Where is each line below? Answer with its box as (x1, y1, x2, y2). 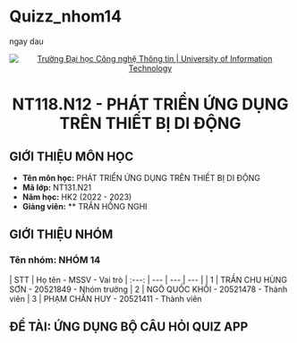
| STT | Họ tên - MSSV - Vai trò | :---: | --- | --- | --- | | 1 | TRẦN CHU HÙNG (9, 274, 288, 285)
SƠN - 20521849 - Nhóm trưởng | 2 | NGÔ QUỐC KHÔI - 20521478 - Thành (9, 284, 288, 295)
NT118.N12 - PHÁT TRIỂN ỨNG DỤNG (12, 94, 289, 115)
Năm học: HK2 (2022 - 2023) (21, 191, 132, 202)
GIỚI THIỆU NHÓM (9, 227, 114, 243)
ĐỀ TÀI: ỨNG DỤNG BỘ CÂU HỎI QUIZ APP (9, 320, 249, 335)
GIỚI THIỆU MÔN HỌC (9, 149, 134, 164)
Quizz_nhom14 (9, 6, 123, 27)
